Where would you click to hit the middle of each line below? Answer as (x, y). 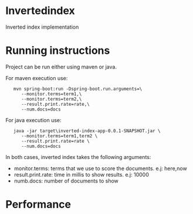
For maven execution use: (37, 78)
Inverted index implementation (42, 27)
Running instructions (58, 51)
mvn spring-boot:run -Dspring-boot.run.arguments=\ (78, 89)
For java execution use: (34, 120)
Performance (38, 204)
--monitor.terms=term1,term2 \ (59, 136)
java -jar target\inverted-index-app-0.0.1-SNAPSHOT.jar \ (87, 131)
